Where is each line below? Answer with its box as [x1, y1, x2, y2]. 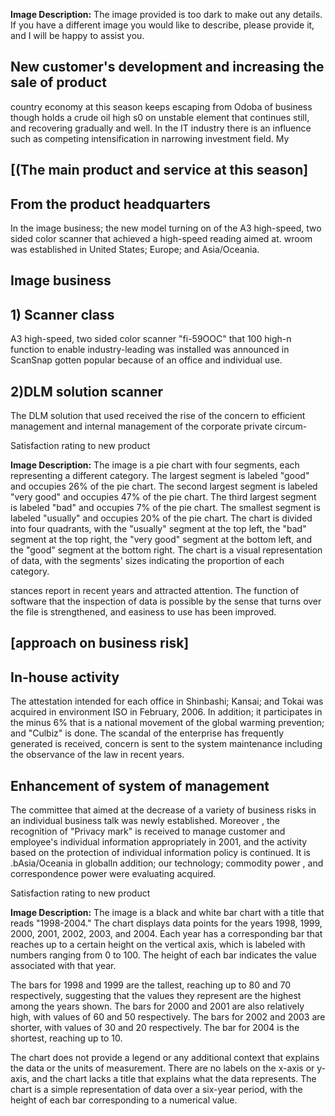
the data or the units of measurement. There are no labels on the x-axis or [10, 1062, 315, 1074]
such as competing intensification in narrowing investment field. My [10, 132, 290, 144]
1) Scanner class [10, 306, 115, 323]
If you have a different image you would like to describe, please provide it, [10, 19, 315, 31]
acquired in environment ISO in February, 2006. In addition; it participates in [10, 706, 323, 718]
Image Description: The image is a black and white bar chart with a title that [10, 907, 325, 919]
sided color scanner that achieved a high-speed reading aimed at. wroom [10, 233, 313, 245]
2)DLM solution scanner [10, 383, 164, 400]
